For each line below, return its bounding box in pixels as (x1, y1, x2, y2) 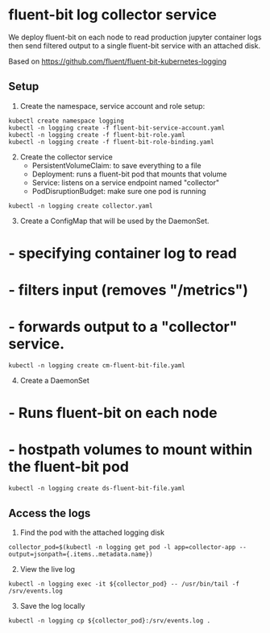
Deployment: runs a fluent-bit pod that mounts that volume (31, 169, 227, 179)
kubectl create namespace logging (8, 117, 125, 125)
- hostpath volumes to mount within (8, 441, 253, 459)
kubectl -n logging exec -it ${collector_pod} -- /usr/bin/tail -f (8, 580, 240, 588)
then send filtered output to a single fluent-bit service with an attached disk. (8, 40, 260, 50)
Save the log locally (19, 602, 85, 610)
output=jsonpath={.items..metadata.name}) (8, 550, 153, 558)
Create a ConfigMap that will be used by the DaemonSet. (19, 216, 210, 225)
